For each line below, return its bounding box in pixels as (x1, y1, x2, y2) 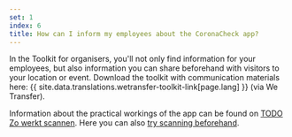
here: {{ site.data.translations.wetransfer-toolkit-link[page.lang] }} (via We (9, 81, 279, 93)
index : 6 (9, 21, 42, 30)
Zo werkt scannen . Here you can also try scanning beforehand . (9, 118, 240, 128)
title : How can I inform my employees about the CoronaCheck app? (9, 29, 259, 38)
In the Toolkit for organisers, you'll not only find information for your (9, 54, 257, 65)
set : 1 (9, 12, 34, 22)
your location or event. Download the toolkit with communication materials (9, 72, 280, 83)
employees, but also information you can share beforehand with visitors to (9, 63, 280, 73)
